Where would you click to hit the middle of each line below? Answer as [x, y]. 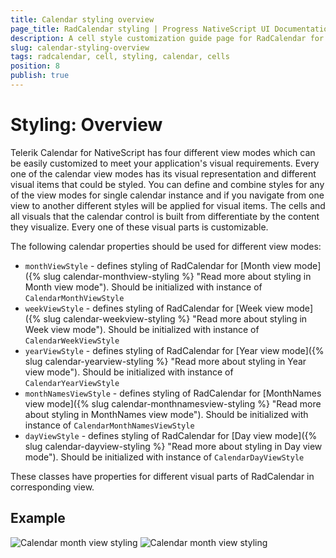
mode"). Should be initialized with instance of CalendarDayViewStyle [164, 457]
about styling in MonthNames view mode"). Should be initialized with [166, 414]
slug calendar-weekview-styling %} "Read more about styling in [175, 318]
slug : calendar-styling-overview [80, 47]
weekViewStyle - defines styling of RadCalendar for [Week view [154, 308]
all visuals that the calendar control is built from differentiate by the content [165, 216]
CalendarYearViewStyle [72, 383]
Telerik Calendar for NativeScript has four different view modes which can [163, 152]
